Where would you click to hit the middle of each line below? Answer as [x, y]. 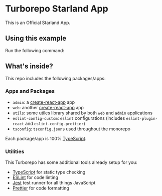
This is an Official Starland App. [38, 23]
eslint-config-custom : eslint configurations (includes [69, 118]
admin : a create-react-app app [44, 102]
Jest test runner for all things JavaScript [54, 183]
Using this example [36, 38]
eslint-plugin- [142, 118]
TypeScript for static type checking [49, 172]
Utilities [15, 151]
